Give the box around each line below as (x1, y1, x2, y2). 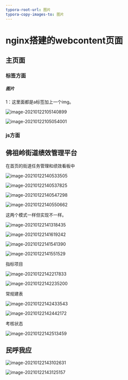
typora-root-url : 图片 (5, 7, 51, 12)
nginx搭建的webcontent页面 (5, 35, 123, 46)
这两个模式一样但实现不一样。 (5, 212, 66, 218)
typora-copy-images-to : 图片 (5, 12, 64, 17)
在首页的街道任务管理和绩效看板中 (5, 162, 75, 169)
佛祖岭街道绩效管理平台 (5, 149, 77, 157)
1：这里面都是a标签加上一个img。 (5, 99, 74, 105)
